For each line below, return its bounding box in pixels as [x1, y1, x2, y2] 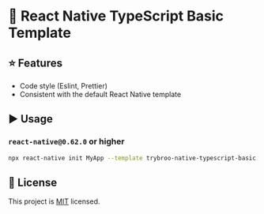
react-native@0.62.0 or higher [8, 136, 125, 147]
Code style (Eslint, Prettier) [19, 81, 108, 90]
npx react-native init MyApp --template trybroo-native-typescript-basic [8, 154, 257, 162]
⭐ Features [8, 56, 63, 69]
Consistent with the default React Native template [19, 90, 182, 99]
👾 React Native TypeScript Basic [8, 7, 224, 25]
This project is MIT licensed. [8, 197, 100, 206]
